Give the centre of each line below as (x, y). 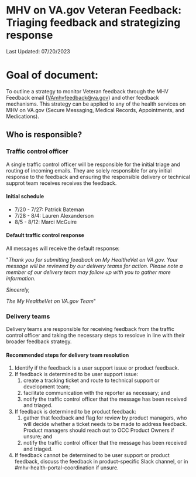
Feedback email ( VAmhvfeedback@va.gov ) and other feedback (82, 97)
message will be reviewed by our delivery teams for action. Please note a (94, 266)
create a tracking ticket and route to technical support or (91, 380)
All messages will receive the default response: (63, 248)
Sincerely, (18, 290)
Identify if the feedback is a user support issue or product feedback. (97, 368)
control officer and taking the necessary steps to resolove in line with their (96, 336)
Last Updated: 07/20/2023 (38, 51)
